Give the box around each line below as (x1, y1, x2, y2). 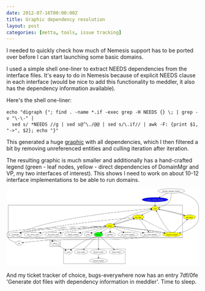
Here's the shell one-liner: (6, 97, 72, 104)
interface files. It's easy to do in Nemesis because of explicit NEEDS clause (6, 72, 196, 79)
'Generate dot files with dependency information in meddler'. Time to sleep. (6, 278, 197, 285)
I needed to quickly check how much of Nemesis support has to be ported (6, 47, 194, 55)
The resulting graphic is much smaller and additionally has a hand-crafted (6, 157, 193, 164)
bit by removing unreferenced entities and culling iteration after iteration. (6, 145, 189, 153)
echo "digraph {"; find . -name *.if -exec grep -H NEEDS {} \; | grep (6, 109, 193, 116)
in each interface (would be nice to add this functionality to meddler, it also (6, 78, 195, 86)
